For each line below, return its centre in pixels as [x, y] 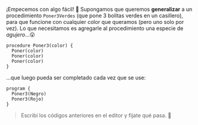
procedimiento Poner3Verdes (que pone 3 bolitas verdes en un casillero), [95, 16]
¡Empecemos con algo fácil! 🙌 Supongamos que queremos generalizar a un [99, 9]
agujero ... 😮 [21, 35]
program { [18, 89]
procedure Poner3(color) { [40, 45]
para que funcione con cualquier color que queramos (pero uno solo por [95, 22]
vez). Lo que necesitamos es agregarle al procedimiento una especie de [95, 28]
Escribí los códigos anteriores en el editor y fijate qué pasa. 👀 [96, 115]
